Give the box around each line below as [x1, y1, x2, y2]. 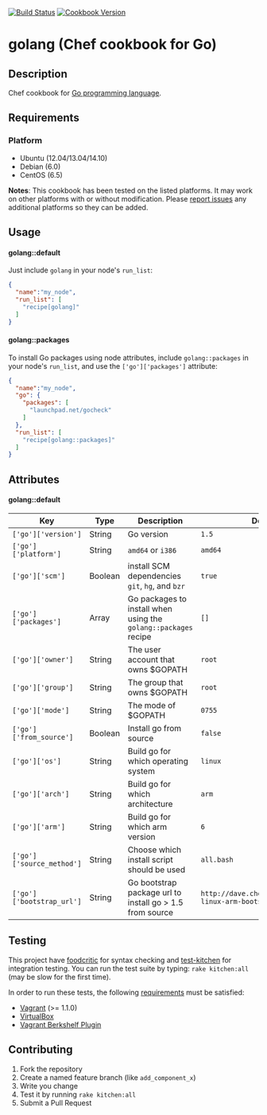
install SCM [127, 560, 171, 571]
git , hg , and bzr [127, 580, 185, 591]
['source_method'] [12, 859, 82, 868]
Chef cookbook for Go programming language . [8, 88, 161, 97]
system [127, 765, 155, 777]
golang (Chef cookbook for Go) [8, 36, 217, 53]
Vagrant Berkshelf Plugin [19, 1019, 102, 1029]
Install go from [127, 722, 182, 734]
